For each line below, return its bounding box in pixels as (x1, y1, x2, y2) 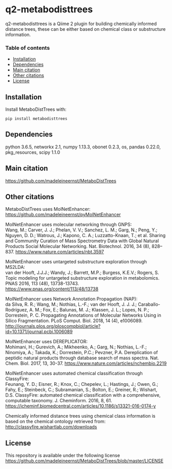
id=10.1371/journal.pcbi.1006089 (5, 328, 73, 335)
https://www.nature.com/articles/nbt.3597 (15, 249, 104, 255)
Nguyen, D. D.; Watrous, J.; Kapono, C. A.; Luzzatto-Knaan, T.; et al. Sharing (5, 232, 166, 239)
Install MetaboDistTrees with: (5, 106, 67, 112)
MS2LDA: (5, 264, 26, 270)
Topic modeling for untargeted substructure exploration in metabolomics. (5, 275, 160, 281)
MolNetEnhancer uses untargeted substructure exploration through (5, 259, 147, 265)
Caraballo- (138, 301, 160, 307)
